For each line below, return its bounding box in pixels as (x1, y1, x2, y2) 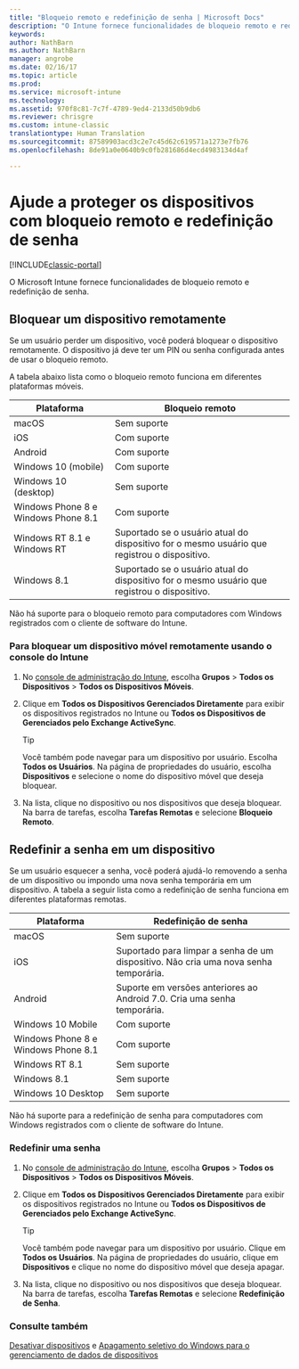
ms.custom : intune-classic (9, 121, 109, 130)
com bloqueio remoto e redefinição (9, 210, 274, 231)
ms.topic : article (9, 71, 77, 80)
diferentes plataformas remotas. (9, 894, 127, 905)
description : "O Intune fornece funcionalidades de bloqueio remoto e (9, 21, 277, 30)
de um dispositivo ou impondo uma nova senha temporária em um (9, 875, 252, 886)
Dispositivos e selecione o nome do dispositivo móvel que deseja (21, 770, 264, 781)
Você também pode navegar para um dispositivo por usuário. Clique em (21, 1242, 287, 1253)
